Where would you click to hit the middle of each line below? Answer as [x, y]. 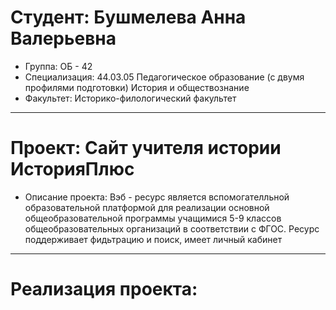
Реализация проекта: [104, 289]
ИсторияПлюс [72, 169]
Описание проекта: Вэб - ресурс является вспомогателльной [157, 197]
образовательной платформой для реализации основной [147, 207]
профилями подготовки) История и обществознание [137, 87]
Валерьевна [63, 38]
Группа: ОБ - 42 [58, 66]
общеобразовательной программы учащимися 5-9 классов [153, 218]
